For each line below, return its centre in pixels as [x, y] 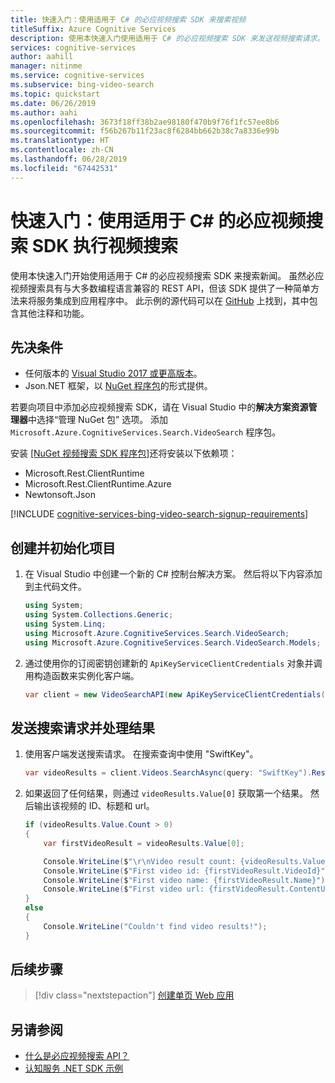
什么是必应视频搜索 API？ [77, 1056]
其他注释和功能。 [54, 313]
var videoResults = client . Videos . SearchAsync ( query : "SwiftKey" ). [168, 773]
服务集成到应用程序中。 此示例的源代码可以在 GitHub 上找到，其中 [173, 300]
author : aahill [42, 57]
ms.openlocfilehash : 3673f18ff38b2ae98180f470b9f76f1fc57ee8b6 [145, 122]
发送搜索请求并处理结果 [82, 727]
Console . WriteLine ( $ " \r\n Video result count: [140, 861]
